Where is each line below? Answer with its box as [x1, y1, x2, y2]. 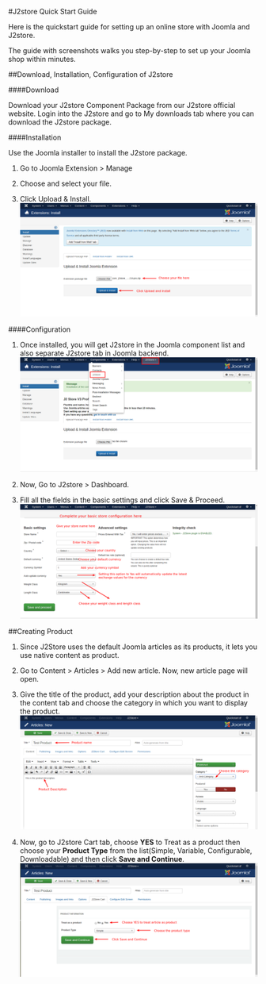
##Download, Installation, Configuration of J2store [8, 70, 173, 79]
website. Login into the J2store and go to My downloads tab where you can [8, 109, 255, 118]
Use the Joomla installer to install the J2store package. [8, 148, 188, 157]
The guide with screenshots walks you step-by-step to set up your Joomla [8, 46, 251, 55]
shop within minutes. [8, 55, 77, 63]
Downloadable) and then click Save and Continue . [19, 854, 184, 863]
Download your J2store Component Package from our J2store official [8, 101, 236, 110]
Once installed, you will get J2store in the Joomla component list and [19, 340, 245, 350]
